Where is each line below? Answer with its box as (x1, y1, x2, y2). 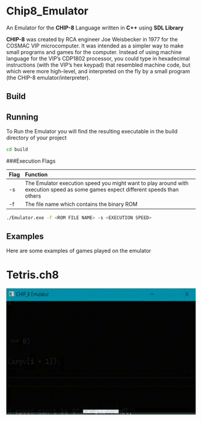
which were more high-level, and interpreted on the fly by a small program (6, 67, 191, 74)
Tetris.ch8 (6, 268, 59, 282)
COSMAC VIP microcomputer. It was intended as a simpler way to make (6, 42, 184, 49)
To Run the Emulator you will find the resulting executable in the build (6, 128, 178, 135)
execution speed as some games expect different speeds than (25, 186, 179, 193)
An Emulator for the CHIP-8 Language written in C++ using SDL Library (6, 24, 184, 31)
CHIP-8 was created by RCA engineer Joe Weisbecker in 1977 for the (6, 35, 179, 43)
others (25, 192, 41, 199)
